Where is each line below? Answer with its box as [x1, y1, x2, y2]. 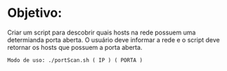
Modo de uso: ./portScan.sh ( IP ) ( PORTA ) [7, 56, 143, 64]
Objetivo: [7, 5, 63, 21]
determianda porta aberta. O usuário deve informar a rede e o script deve [7, 35, 220, 44]
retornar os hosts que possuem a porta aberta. [7, 43, 143, 51]
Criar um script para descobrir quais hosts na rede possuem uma [7, 28, 196, 37]
